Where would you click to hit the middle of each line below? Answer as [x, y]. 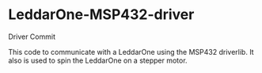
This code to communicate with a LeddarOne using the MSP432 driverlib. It [131, 52]
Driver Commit [32, 36]
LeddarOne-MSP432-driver [101, 15]
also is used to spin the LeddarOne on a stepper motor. [98, 60]
